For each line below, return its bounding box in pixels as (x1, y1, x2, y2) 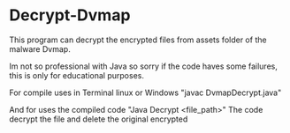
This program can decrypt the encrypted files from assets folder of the (9, 34, 267, 45)
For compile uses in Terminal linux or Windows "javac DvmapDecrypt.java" (9, 87, 282, 98)
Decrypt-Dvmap (9, 5, 131, 26)
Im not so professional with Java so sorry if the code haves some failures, (9, 61, 279, 71)
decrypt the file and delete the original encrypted (9, 114, 188, 124)
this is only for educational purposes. (9, 70, 144, 80)
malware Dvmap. (9, 43, 71, 54)
